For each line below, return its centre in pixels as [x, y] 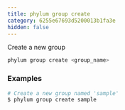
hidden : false [28, 27]
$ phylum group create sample [52, 100]
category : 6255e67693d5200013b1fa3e [61, 21]
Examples [25, 79]
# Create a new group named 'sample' [63, 93]
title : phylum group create [49, 14]
